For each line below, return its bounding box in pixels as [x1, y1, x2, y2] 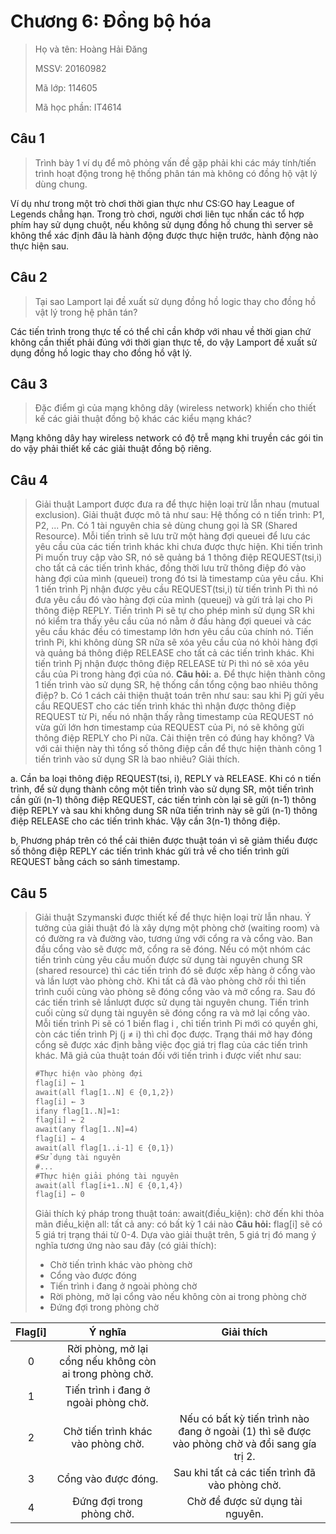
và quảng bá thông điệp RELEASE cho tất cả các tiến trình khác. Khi [34, 647, 315, 659]
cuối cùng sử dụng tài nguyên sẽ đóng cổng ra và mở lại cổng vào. [34, 1007, 310, 1019]
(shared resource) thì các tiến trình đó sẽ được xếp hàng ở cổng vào [34, 965, 316, 976]
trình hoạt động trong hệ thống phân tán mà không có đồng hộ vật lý [34, 167, 318, 179]
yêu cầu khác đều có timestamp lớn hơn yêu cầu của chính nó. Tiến [34, 626, 314, 638]
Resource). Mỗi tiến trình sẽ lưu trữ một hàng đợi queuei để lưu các [34, 530, 311, 542]
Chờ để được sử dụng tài [186, 1495, 303, 1509]
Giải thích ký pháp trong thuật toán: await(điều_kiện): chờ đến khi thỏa [34, 1208, 325, 1220]
